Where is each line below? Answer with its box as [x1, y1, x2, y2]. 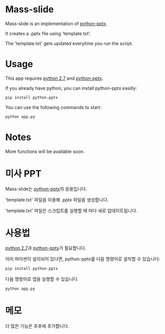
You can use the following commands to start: [5, 104, 102, 110]
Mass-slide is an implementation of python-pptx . [5, 20, 108, 27]
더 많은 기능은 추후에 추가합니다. [5, 323, 70, 329]
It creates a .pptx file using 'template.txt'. [5, 30, 91, 36]
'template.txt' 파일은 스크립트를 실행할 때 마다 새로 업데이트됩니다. [5, 207, 137, 213]
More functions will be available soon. [5, 148, 85, 154]
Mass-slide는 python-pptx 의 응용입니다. [5, 186, 88, 192]
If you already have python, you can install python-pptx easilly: [5, 85, 137, 91]
